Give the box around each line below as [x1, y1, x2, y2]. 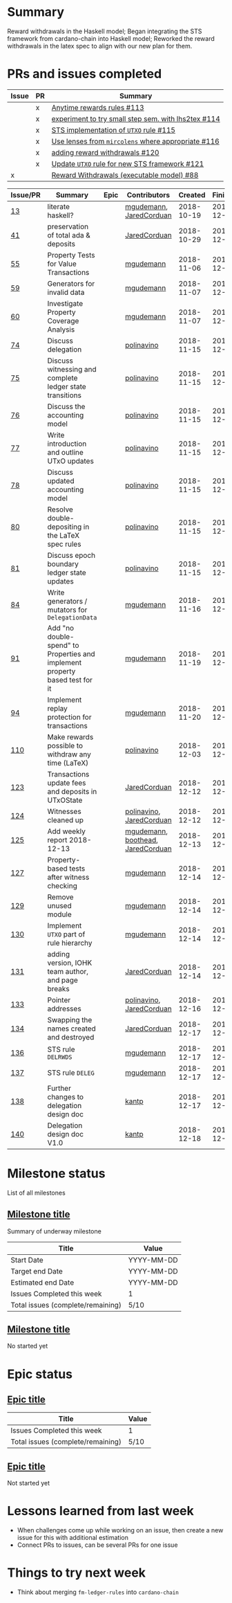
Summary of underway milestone [7, 1226, 101, 1235]
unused [47, 900, 72, 910]
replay [47, 703, 68, 713]
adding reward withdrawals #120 [51, 147, 159, 157]
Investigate [47, 298, 84, 308]
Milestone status [7, 1166, 106, 1181]
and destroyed [47, 1032, 95, 1042]
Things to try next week [7, 1565, 146, 1581]
